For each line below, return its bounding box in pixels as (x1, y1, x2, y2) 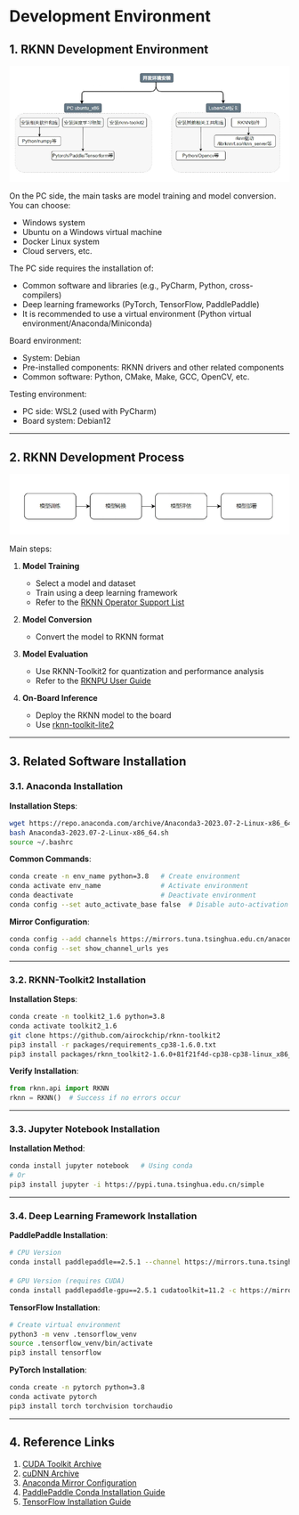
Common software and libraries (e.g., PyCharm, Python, (21, 281, 228, 291)
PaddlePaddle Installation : (9, 1230, 109, 1241)
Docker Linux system (21, 236, 100, 247)
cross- (229, 281, 254, 291)
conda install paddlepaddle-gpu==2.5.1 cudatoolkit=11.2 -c (9, 1285, 238, 1295)
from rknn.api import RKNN (9, 1084, 109, 1093)
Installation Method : (9, 1143, 85, 1154)
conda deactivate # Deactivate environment (9, 891, 256, 900)
